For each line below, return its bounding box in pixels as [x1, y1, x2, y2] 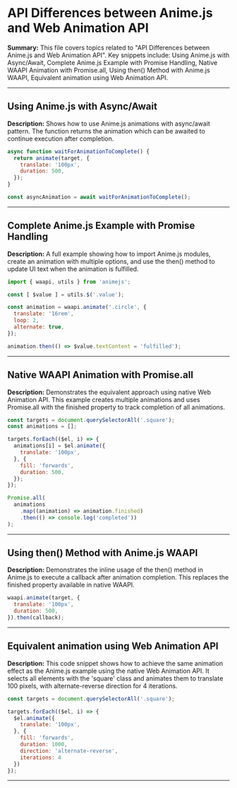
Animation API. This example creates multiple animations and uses [7, 395, 200, 404]
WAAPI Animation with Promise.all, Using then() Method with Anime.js [7, 66, 210, 74]
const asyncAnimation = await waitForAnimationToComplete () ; [7, 194, 191, 201]
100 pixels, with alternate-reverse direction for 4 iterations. [7, 681, 178, 690]
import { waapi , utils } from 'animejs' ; [7, 278, 131, 286]
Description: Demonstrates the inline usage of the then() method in [7, 565, 203, 574]
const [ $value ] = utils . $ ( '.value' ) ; [7, 291, 125, 298]
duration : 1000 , [20, 741, 68, 748]
